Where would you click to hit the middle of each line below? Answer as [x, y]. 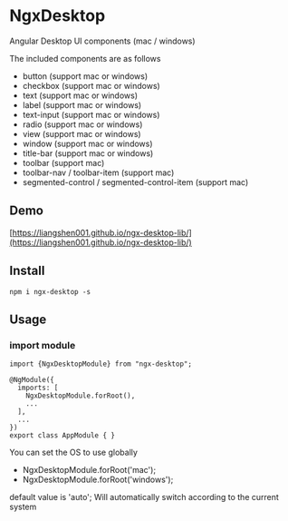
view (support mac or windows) [82, 133]
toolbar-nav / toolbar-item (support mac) [98, 172]
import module [43, 345]
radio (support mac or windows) [82, 124]
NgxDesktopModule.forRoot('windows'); [98, 480]
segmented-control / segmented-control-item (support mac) [135, 182]
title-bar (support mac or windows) [88, 153]
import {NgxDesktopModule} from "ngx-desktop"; [101, 364]
